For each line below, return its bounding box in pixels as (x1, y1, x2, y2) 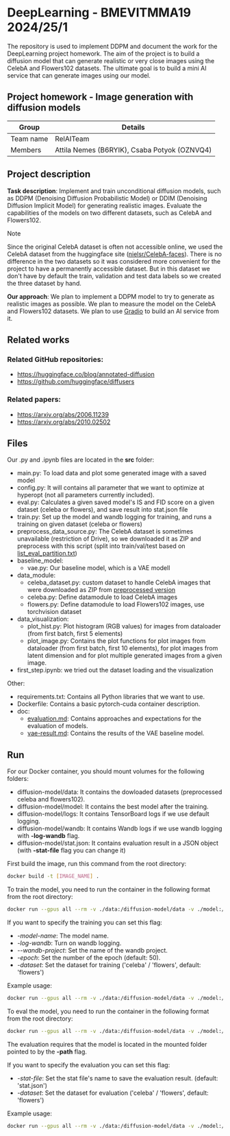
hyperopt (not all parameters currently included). (16, 491, 155, 499)
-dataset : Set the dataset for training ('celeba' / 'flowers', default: (16, 960, 201, 969)
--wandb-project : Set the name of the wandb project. (16, 946, 168, 954)
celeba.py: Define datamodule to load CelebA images (27, 593, 178, 602)
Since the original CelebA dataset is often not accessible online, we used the (7, 242, 223, 251)
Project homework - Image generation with (7, 91, 194, 103)
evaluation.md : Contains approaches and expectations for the (27, 714, 202, 723)
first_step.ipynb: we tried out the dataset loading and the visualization (16, 666, 214, 674)
